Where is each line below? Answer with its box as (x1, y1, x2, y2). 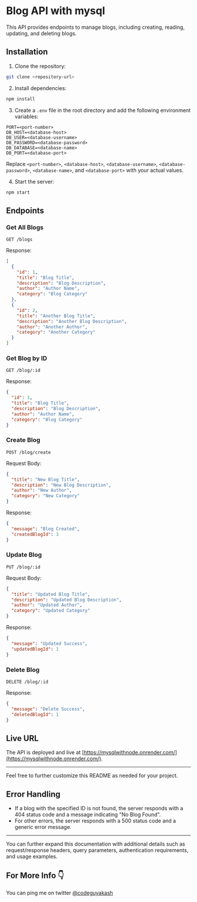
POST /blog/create (6, 449, 51, 455)
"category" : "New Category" (11, 493, 80, 499)
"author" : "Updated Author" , (11, 602, 83, 608)
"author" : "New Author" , (11, 487, 72, 494)
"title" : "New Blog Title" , (11, 477, 80, 482)
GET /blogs (6, 237, 33, 242)
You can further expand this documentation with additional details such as (6, 840, 186, 847)
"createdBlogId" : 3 (11, 531, 59, 537)
